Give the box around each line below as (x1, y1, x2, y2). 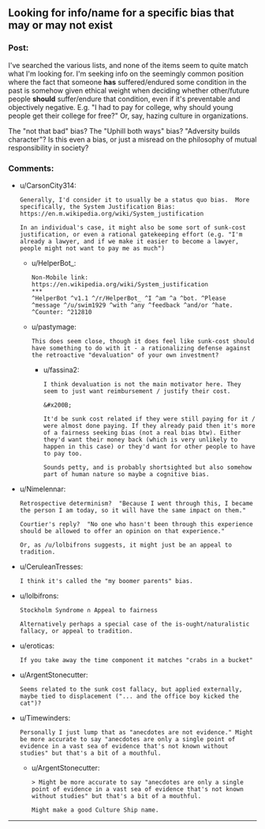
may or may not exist (8, 19, 113, 32)
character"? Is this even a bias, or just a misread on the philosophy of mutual (8, 134, 257, 144)
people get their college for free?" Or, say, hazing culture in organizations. (8, 111, 248, 120)
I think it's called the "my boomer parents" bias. (19, 577, 193, 585)
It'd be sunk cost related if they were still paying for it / (43, 414, 256, 422)
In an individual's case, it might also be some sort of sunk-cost (19, 223, 246, 232)
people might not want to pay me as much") (19, 244, 166, 252)
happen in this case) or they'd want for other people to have (43, 442, 256, 450)
